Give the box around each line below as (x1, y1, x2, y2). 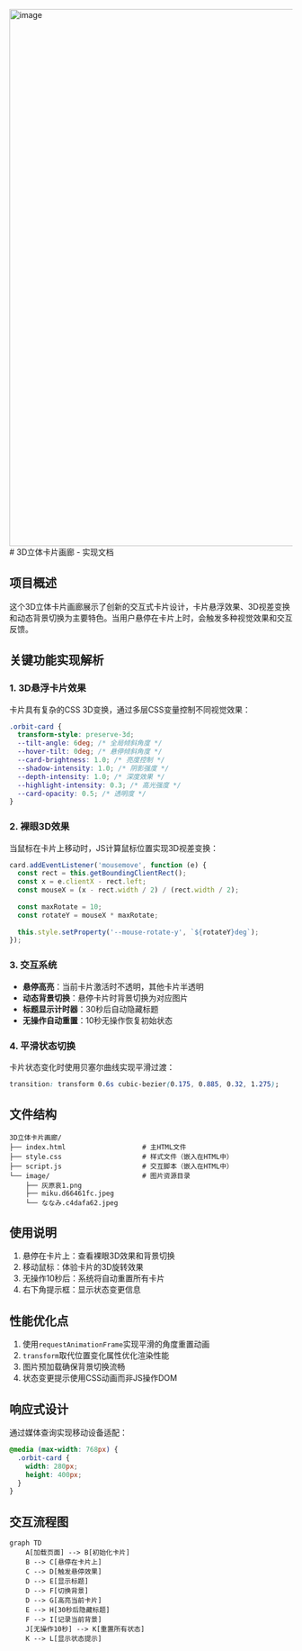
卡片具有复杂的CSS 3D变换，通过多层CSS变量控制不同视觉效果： (9, 703, 252, 715)
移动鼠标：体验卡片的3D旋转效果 (22, 1262, 144, 1273)
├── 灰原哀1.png (25, 1181, 83, 1190)
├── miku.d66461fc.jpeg (25, 1189, 115, 1198)
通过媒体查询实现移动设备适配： (9, 1428, 128, 1438)
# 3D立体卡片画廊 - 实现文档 (9, 547, 114, 558)
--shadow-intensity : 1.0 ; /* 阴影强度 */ (17, 764, 169, 773)
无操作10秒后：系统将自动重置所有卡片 (22, 1273, 165, 1284)
